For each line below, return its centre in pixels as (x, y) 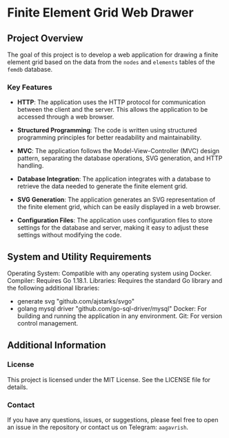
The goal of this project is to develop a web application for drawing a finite (113, 54)
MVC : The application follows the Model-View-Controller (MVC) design (118, 151)
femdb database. (30, 69)
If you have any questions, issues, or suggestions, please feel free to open (113, 420)
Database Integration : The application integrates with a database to (114, 179)
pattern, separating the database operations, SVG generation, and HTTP (120, 158)
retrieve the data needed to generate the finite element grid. (102, 186)
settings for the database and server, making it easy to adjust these (113, 228)
